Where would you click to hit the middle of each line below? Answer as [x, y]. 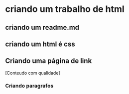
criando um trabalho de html [65, 9]
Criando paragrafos [29, 86]
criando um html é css [40, 44]
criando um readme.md [42, 27]
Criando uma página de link [49, 61]
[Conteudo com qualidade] [33, 73]
